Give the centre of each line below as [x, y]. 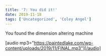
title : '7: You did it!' [31, 10]
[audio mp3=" [20, 43]
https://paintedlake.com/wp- [63, 43]
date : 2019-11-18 [23, 14]
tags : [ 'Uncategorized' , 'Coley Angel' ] [48, 19]
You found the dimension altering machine [49, 33]
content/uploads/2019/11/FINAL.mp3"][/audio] [53, 48]
